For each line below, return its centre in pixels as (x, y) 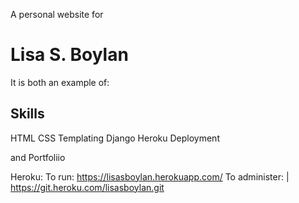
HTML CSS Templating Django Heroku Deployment (115, 138)
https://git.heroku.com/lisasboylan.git (87, 187)
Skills (27, 114)
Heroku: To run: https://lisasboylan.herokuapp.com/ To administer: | (150, 176)
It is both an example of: (60, 82)
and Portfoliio (38, 157)
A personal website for (57, 14)
